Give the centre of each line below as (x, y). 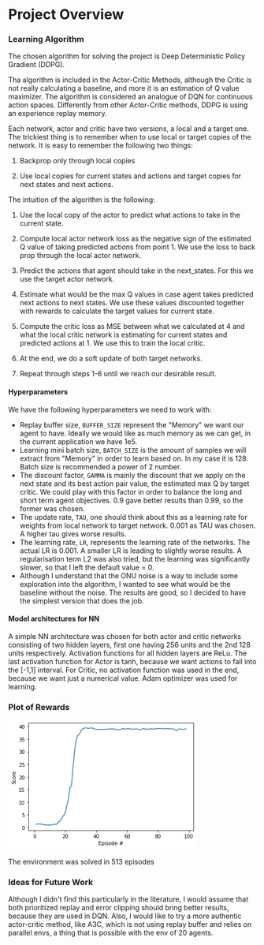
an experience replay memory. (58, 114)
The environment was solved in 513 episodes (82, 862)
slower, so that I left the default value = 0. (87, 567)
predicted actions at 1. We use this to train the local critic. (112, 343)
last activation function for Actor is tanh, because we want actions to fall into (132, 661)
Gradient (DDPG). (37, 65)
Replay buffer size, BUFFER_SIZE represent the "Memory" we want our (132, 424)
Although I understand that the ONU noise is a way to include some (129, 575)
